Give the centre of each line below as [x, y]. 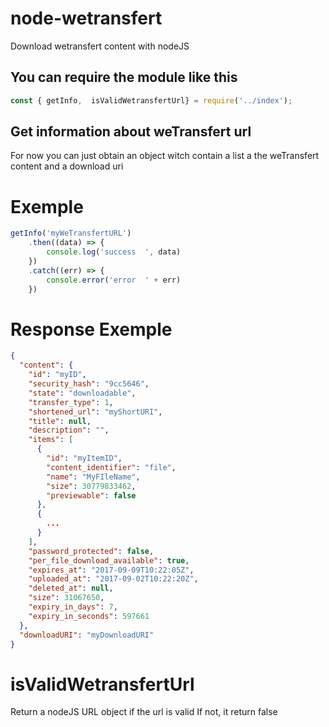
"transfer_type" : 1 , [71, 402]
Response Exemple [91, 329]
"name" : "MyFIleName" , [93, 477]
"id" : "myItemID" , [84, 458]
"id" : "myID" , [57, 375]
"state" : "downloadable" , [82, 393]
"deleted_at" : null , [71, 588]
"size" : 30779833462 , [91, 486]
